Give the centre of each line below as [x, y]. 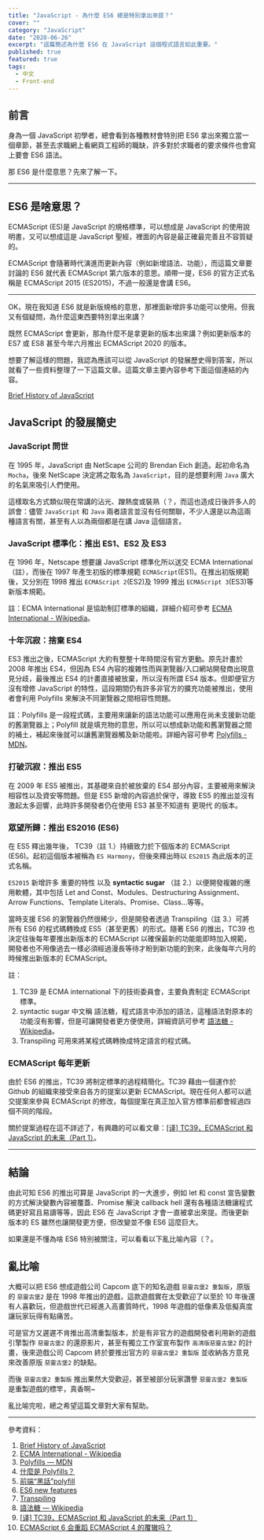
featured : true [33, 60]
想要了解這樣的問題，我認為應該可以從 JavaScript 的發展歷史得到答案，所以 [131, 360]
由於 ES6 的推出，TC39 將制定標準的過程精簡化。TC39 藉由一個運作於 [123, 1081]
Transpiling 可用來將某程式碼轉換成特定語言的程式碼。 [107, 1041]
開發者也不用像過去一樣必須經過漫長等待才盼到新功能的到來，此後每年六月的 [132, 948]
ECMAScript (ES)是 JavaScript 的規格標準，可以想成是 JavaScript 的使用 [126, 227]
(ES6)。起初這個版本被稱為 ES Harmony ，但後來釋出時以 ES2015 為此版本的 [127, 856]
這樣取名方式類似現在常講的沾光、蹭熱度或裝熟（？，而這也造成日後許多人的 [132, 501]
